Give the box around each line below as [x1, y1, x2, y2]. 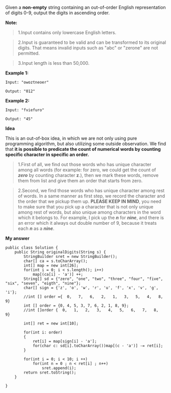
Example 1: [5, 70, 29, 76]
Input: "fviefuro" [5, 108, 44, 113]
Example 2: [5, 98, 30, 103]
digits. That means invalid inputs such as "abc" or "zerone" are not [17, 45, 158, 50]
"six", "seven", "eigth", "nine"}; [5, 281, 81, 286]
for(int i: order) [23, 330, 63, 335]
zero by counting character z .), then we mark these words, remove [17, 172, 159, 178]
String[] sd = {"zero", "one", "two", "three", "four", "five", [23, 276, 163, 281]
